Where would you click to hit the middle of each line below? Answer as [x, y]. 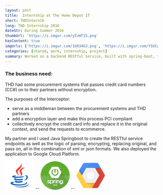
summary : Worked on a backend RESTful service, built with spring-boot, [80, 56]
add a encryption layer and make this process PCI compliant [72, 118]
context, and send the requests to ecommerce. [59, 129]
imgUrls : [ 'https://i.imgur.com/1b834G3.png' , [53, 46]
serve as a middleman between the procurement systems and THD [79, 108]
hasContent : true [23, 41]
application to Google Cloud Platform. [42, 154]
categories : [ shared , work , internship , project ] [56, 51]
